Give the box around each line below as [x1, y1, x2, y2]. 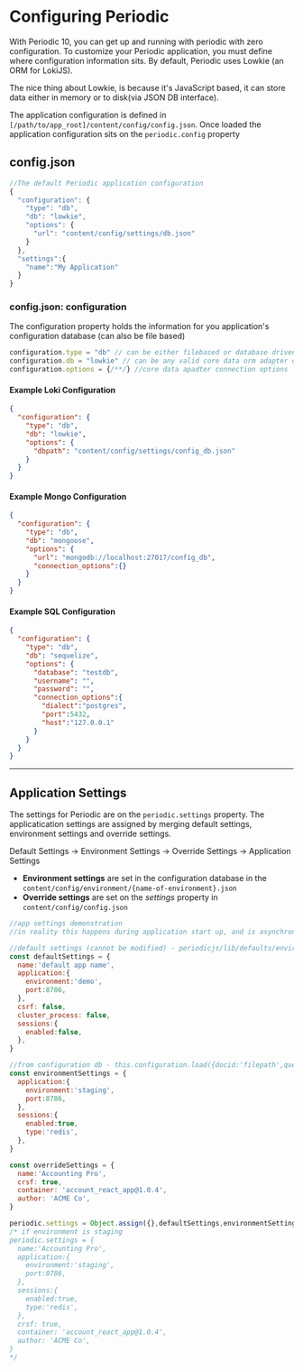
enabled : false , [25, 1027, 83, 1036]
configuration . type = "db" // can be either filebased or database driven [9, 348, 297, 357]
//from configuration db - [9, 1061, 111, 1070]
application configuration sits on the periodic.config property [9, 128, 241, 139]
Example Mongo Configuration [9, 491, 127, 501]
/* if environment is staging [9, 1227, 124, 1237]
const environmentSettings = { [9, 1069, 127, 1079]
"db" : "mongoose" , [25, 536, 95, 545]
